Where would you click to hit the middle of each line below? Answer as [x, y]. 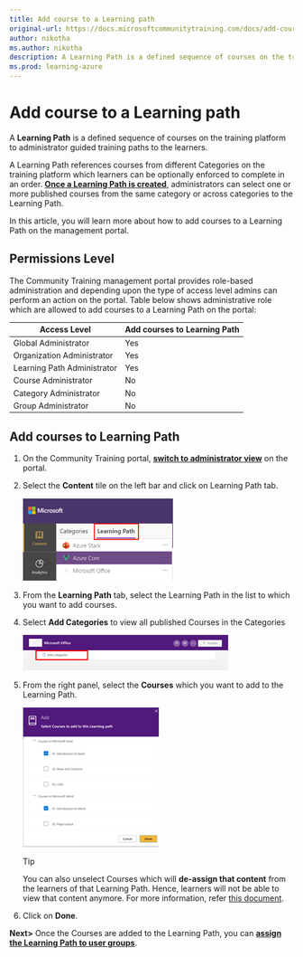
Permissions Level [62, 259]
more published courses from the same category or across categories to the [151, 194]
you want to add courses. [69, 605]
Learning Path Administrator [65, 368]
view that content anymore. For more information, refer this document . [153, 898]
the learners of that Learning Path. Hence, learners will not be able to [151, 889]
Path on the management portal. [69, 230]
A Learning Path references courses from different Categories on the [138, 165]
